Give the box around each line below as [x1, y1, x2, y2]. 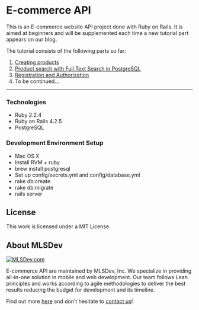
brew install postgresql [14, 165, 70, 172]
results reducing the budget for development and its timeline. [6, 286, 155, 293]
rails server [14, 190, 43, 197]
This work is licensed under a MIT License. [6, 223, 111, 230]
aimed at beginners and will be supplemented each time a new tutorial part [6, 29, 189, 36]
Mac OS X [14, 152, 40, 159]
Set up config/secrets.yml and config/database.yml [14, 171, 140, 178]
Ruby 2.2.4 [14, 111, 42, 119]
